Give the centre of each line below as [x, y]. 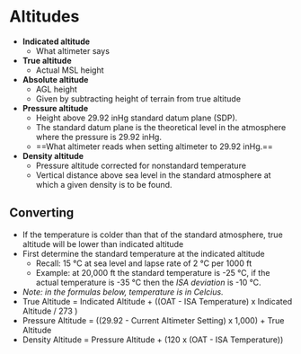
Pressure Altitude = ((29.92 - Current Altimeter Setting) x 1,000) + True [153, 320]
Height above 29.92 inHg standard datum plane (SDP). [137, 118]
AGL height [57, 89]
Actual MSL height [70, 70]
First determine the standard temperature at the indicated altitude [143, 253]
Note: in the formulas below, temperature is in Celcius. [123, 292]
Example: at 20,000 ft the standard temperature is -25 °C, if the [153, 272]
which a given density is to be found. [104, 184]
